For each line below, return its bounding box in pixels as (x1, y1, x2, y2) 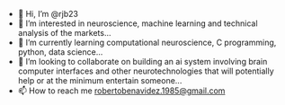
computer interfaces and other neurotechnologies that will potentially (17, 66, 274, 76)
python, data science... (17, 47, 103, 57)
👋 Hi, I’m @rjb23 (17, 9, 79, 19)
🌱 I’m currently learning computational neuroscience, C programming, (17, 37, 277, 48)
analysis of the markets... (17, 28, 111, 38)
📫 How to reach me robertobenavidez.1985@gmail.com (17, 85, 226, 96)
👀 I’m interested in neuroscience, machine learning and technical (17, 18, 258, 29)
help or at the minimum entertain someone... (17, 75, 183, 85)
